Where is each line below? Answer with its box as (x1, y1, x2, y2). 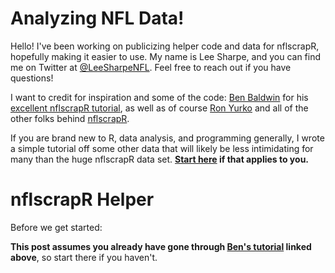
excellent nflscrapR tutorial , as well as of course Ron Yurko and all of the (10, 102, 309, 114)
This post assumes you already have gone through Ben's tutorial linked (10, 240, 312, 252)
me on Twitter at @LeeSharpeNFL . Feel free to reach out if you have (10, 61, 292, 73)
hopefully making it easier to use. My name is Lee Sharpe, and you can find (10, 50, 322, 62)
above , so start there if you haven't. (10, 251, 158, 263)
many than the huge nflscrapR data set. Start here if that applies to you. (10, 153, 310, 165)
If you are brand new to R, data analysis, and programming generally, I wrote (10, 132, 325, 144)
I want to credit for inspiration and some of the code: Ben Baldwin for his (10, 91, 309, 103)
